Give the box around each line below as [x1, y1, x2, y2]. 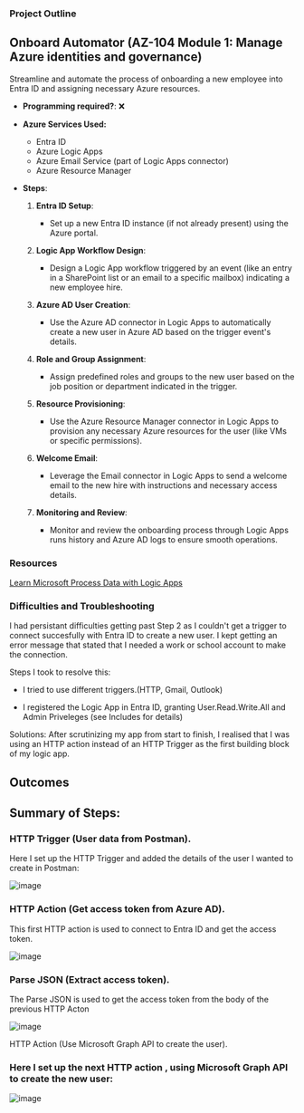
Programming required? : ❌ [22, 101, 125, 111]
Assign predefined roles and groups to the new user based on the [49, 370, 295, 382]
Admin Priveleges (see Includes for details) [22, 712, 184, 723]
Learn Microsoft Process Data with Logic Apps [9, 578, 183, 589]
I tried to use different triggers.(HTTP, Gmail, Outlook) [22, 685, 223, 696]
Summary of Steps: [9, 805, 120, 821]
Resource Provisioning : [35, 398, 126, 409]
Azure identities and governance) [9, 49, 203, 65]
